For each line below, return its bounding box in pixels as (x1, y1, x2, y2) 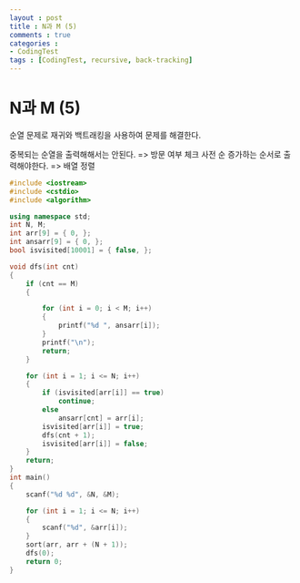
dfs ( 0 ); (25, 548, 55, 558)
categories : (9, 38, 59, 48)
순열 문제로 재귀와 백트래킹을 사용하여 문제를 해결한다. (9, 129, 202, 140)
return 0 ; (25, 557, 64, 566)
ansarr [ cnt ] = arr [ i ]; (57, 414, 145, 423)
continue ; (57, 397, 95, 406)
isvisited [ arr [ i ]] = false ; (42, 439, 148, 448)
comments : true (9, 30, 71, 39)
